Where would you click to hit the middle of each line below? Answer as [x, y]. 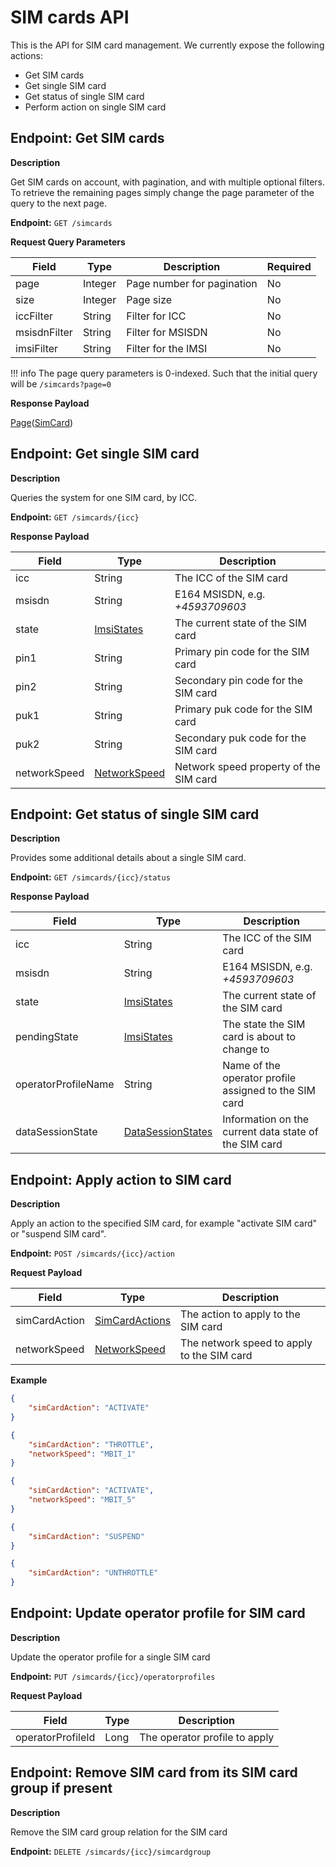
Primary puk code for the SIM [243, 709]
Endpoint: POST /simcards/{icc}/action [93, 1253]
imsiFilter [37, 348]
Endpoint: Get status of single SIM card [135, 814]
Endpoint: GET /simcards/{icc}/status [90, 877]
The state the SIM [264, 1024]
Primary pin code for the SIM [242, 651]
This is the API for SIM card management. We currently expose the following [167, 45]
